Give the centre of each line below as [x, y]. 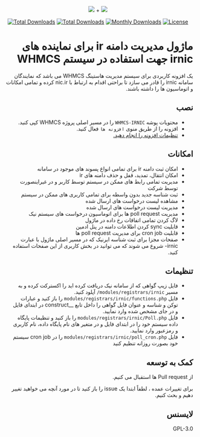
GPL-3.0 [183, 429]
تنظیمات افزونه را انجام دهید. [146, 135]
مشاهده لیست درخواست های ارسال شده [132, 201]
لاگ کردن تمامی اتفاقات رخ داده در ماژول [131, 220]
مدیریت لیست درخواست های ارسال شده [132, 207]
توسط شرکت [163, 188]
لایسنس [180, 414]
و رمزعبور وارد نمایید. [154, 331]
